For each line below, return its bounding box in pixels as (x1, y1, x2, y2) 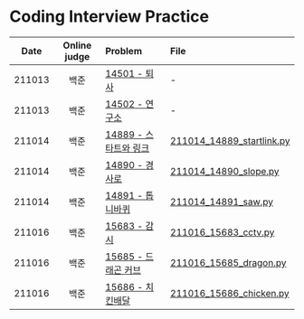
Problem (105, 44, 143, 57)
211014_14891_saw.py (170, 195, 274, 208)
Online (62, 39, 92, 52)
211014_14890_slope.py (170, 164, 280, 177)
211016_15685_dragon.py (170, 256, 287, 268)
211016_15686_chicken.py (170, 286, 290, 299)
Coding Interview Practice (9, 6, 210, 27)
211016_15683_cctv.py (170, 226, 275, 239)
